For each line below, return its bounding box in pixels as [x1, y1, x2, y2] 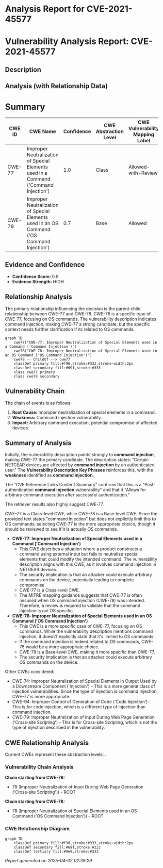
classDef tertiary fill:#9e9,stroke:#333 [14, 849, 98, 854]
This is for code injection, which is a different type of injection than [12, 704, 146, 710]
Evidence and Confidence [5, 261, 85, 269]
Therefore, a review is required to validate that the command [19, 603, 141, 608]
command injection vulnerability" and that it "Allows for [34, 487, 147, 493]
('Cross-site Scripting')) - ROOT [12, 789, 76, 795]
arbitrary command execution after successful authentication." [5, 492, 130, 498]
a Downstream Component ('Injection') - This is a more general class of [12, 683, 155, 689]
